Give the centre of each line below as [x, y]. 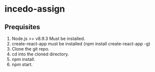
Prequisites [22, 27]
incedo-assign [35, 9]
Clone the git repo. [30, 49]
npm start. [22, 64]
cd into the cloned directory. [40, 54]
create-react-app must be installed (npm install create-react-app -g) [81, 44]
